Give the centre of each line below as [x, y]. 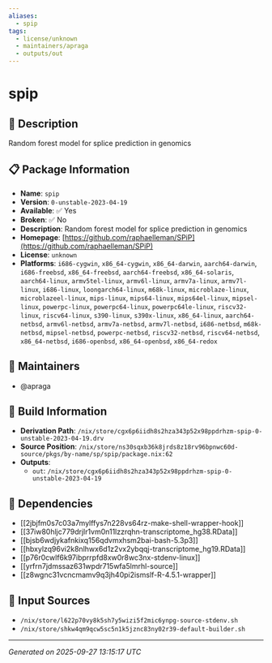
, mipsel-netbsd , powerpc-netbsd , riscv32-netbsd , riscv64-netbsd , [151, 332]
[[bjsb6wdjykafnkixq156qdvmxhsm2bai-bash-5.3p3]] [109, 540]
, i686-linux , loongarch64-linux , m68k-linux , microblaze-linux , [144, 289]
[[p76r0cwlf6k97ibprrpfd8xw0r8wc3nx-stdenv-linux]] [110, 558]
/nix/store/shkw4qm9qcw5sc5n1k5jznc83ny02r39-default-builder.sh [132, 630]
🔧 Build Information [58, 412]
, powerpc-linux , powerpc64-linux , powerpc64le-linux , [127, 306]
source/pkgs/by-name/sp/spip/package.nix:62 [96, 454]
